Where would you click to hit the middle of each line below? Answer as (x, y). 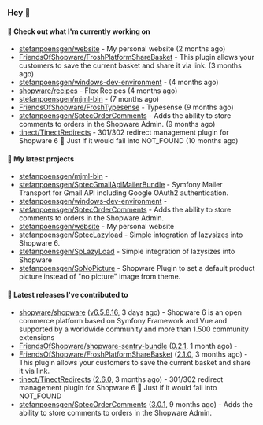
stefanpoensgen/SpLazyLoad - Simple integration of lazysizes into (127, 252)
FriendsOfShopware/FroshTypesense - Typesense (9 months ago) (126, 107)
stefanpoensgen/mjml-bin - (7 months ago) (89, 99)
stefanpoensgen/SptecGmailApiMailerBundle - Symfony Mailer (120, 185)
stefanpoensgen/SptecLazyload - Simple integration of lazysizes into (131, 235)
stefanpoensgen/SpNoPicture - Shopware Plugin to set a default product (137, 268)
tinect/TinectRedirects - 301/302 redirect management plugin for (124, 132)
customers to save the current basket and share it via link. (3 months (130, 65)
